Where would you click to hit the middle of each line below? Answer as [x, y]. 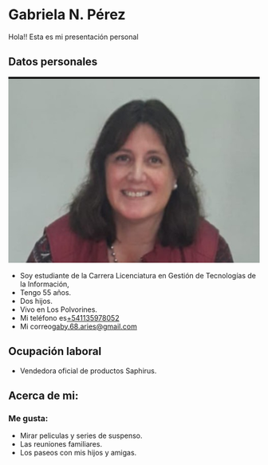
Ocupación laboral [55, 351]
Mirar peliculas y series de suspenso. [81, 435]
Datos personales [53, 62]
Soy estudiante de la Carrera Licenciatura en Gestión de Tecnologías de [138, 275]
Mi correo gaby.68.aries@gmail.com [78, 326]
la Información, [44, 284]
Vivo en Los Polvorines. [59, 309]
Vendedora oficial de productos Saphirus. [88, 370]
